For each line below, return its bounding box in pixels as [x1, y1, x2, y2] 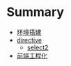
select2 [26, 43, 49, 51]
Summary [6, 4, 64, 20]
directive [16, 35, 42, 44]
